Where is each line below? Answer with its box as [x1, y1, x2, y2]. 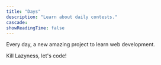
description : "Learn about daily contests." [6, 14, 118, 20]
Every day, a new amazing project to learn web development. [6, 41, 156, 48]
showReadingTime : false [6, 25, 65, 31]
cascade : [6, 19, 28, 25]
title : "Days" [6, 8, 41, 15]
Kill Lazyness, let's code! [6, 52, 67, 59]
